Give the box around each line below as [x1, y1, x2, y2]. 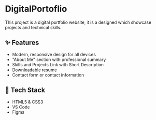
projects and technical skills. [5, 24, 62, 30]
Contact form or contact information [12, 72, 84, 78]
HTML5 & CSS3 [12, 99, 43, 105]
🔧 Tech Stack [5, 86, 45, 94]
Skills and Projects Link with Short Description [12, 61, 104, 67]
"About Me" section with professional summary [12, 57, 106, 62]
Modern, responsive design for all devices [12, 51, 96, 57]
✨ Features [5, 39, 39, 47]
